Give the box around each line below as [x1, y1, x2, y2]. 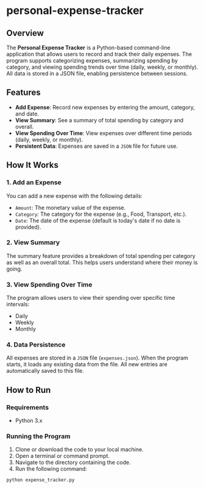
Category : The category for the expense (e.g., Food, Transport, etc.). [15, 210, 187, 218]
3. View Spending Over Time [6, 280, 93, 289]
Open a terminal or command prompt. [15, 453, 110, 460]
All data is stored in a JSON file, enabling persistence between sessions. [6, 70, 188, 77]
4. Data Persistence [6, 341, 66, 349]
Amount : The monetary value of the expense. [15, 204, 126, 211]
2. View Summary [6, 238, 60, 247]
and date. [15, 110, 40, 117]
